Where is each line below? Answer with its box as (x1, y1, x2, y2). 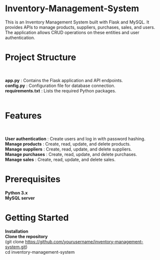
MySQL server (5, 195, 35, 201)
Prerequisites (5, 174, 61, 185)
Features (5, 110, 42, 121)
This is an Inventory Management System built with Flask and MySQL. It (5, 19, 150, 25)
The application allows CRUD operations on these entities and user (5, 29, 140, 35)
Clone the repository (5, 233, 48, 239)
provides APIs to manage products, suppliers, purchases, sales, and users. (5, 24, 155, 30)
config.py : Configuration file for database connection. (5, 83, 116, 88)
